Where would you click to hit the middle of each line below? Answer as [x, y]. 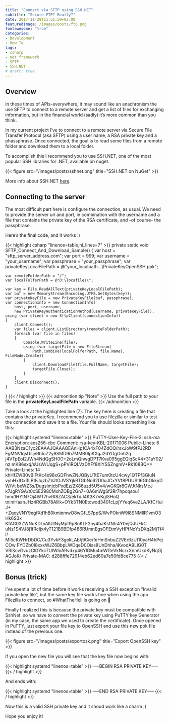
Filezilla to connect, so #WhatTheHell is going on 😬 [58, 600]
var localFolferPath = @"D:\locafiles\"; [49, 280]
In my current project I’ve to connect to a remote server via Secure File [79, 130]
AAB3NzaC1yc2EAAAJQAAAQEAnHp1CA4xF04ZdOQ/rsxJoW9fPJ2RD [78, 448]
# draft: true [20, 71]
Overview [21, 92]
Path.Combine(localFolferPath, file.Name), [78, 351]
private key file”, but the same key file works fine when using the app [77, 595]
